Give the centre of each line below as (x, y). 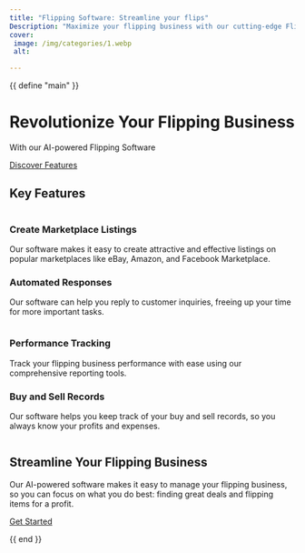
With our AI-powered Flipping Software (83, 147)
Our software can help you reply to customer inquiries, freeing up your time (151, 302)
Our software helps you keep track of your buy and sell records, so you (143, 417)
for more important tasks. (57, 312)
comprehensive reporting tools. (68, 373)
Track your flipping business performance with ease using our (126, 363)
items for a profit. (42, 503)
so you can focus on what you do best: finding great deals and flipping (142, 494)
